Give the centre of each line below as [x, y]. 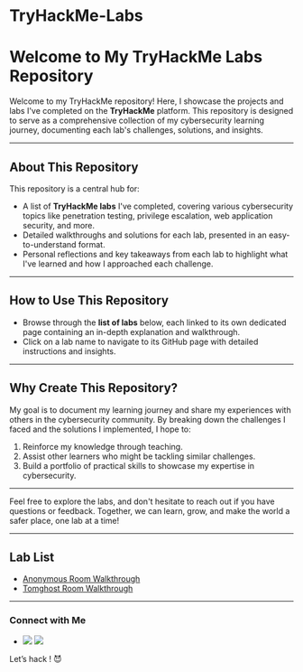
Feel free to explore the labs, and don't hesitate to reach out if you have [142, 501]
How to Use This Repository [89, 300]
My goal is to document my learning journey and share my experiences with [150, 410]
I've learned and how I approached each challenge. [118, 264]
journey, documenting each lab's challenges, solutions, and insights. [136, 130]
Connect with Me [48, 621]
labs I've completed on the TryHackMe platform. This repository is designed [151, 111]
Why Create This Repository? [94, 388]
